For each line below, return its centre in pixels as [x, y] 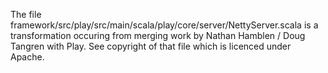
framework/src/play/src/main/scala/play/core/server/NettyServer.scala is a [164, 25]
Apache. [27, 57]
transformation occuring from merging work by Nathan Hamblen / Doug [158, 35]
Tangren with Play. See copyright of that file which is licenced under [151, 46]
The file [26, 14]
